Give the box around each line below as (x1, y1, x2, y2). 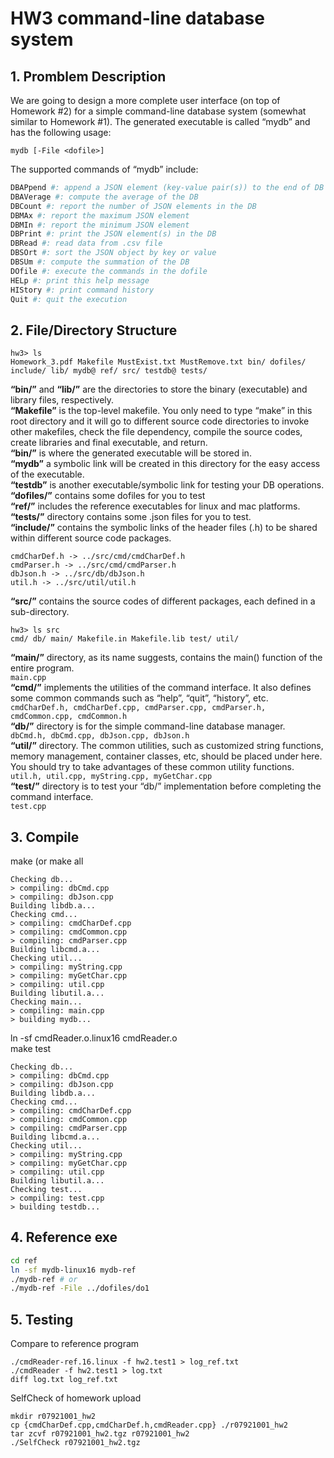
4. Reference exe (10, 1229, 118, 1246)
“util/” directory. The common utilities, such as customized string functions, (10, 740, 324, 752)
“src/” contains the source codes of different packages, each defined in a (10, 595, 316, 607)
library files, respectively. (10, 394, 115, 406)
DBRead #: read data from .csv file (10, 238, 163, 249)
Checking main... (10, 997, 83, 1007)
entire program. (10, 662, 75, 674)
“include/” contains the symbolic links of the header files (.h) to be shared (10, 522, 318, 534)
